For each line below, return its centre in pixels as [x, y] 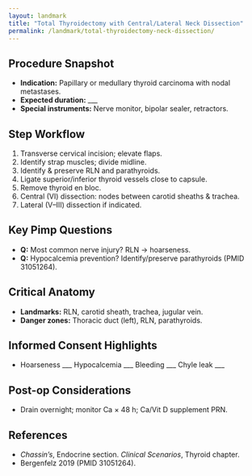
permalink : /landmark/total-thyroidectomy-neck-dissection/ [112, 31]
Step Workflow [47, 134]
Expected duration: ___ [59, 100]
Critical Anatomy [52, 292]
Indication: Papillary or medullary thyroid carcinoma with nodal [125, 83]
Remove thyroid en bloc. [61, 188]
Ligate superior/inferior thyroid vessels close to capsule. [113, 179]
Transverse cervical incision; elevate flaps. [91, 153]
